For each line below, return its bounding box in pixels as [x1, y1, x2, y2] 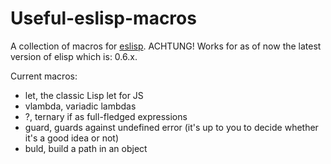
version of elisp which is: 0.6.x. [10, 50, 138, 62]
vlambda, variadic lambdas [24, 100, 137, 112]
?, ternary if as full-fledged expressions [24, 110, 188, 122]
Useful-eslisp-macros [10, 7, 197, 30]
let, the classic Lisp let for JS [24, 89, 144, 101]
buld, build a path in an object [24, 142, 148, 154]
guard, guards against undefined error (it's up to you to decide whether [24, 121, 319, 133]
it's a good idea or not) [24, 132, 119, 144]
